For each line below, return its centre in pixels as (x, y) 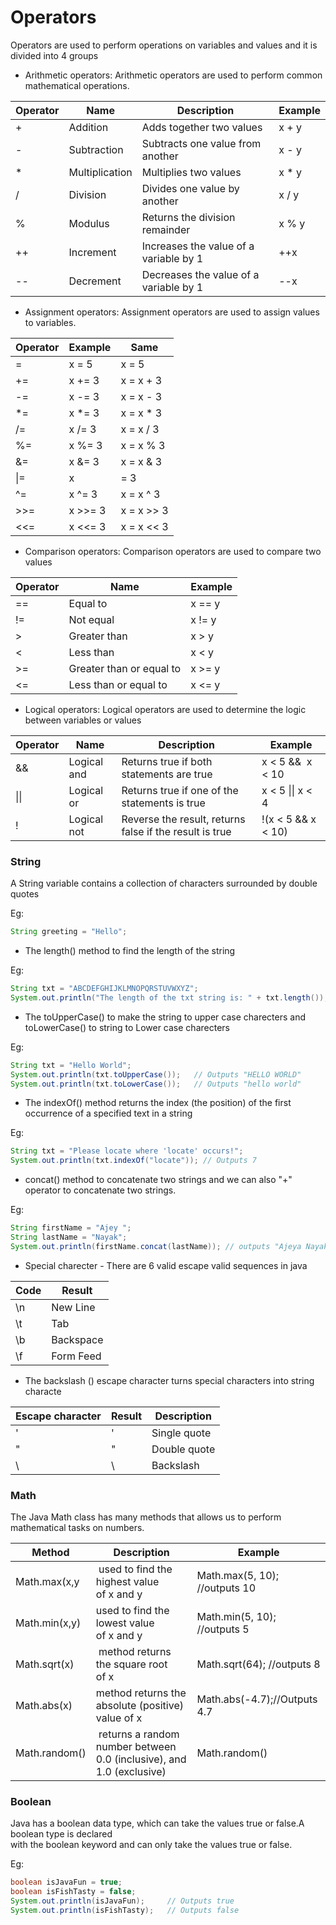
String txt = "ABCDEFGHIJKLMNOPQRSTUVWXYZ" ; (104, 989)
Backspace (77, 1339)
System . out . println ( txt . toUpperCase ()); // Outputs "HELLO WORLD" (156, 1074)
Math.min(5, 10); (236, 1617)
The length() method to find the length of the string (130, 951)
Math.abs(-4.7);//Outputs (257, 1699)
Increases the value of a (198, 246)
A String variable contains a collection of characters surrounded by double (164, 883)
